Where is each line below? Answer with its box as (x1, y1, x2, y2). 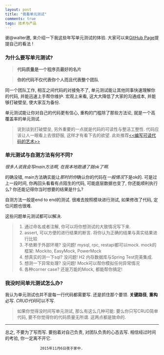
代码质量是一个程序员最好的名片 (17, 66, 82, 72)
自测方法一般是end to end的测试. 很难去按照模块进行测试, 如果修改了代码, (5, 196, 153, 203)
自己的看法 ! (9, 41, 33, 47)
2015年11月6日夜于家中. (40, 346, 83, 351)
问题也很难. (9, 203, 33, 209)
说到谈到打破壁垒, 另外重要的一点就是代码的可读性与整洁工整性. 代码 (17, 126, 155, 132)
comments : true (5, 16, 36, 21)
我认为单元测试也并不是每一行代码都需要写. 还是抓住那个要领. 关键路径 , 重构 (5, 292, 158, 298)
